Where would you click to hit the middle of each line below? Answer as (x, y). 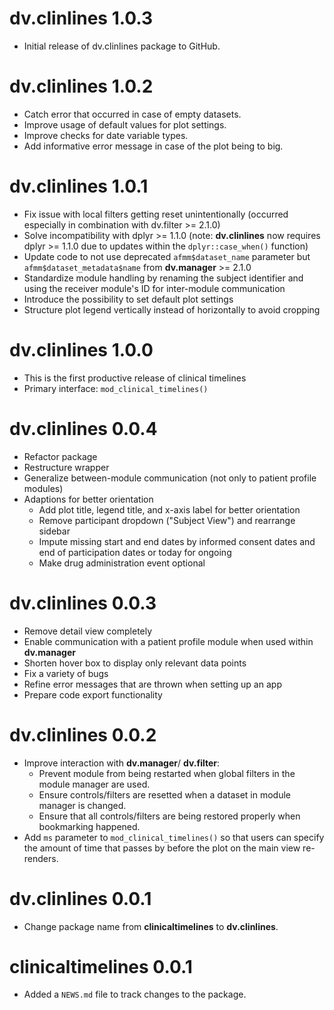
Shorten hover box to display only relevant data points (135, 663)
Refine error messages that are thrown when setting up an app (152, 684)
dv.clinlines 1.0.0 (81, 350)
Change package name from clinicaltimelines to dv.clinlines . (151, 926)
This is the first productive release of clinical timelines (135, 378)
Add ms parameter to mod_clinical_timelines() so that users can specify (174, 837)
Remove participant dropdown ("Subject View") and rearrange (167, 520)
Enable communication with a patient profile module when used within (168, 641)
